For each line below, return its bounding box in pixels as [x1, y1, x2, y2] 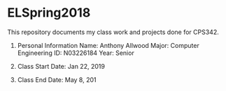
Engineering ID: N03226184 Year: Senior [17, 49, 134, 57]
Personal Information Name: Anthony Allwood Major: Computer [17, 41, 199, 49]
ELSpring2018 [7, 5, 91, 21]
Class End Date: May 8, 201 [17, 75, 97, 84]
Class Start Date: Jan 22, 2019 [17, 62, 105, 70]
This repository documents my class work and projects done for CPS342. [7, 28, 219, 36]
